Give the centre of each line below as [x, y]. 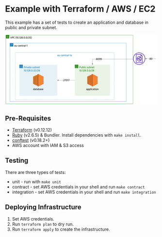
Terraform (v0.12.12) [32, 130]
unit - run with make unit [37, 182]
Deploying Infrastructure [43, 207]
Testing [17, 161]
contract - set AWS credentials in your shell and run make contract [78, 187]
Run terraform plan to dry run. [43, 224]
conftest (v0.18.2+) [31, 140]
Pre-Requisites [28, 118]
